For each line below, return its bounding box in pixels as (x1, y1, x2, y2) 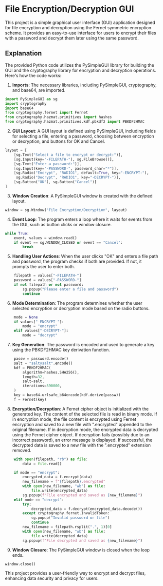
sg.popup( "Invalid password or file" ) (31, 515, 110, 520)
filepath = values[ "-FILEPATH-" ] (14, 273, 82, 278)
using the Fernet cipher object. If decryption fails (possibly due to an (12, 431, 150, 437)
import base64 (5, 106, 34, 111)
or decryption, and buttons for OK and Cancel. (12, 138, 106, 144)
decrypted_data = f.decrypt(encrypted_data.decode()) (31, 506, 143, 511)
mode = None (14, 314, 38, 320)
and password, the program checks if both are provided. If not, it (12, 258, 142, 264)
